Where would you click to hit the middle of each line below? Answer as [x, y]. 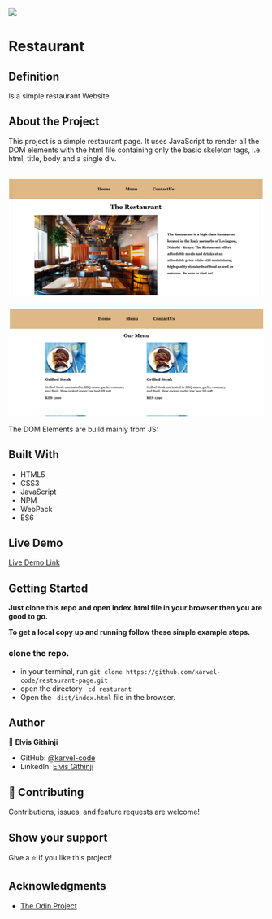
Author [26, 722]
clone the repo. [39, 654]
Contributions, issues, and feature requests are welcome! [104, 812]
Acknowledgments [58, 886]
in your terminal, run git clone [71, 671]
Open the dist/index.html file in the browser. [98, 697]
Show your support [58, 837]
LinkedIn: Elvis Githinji [57, 767]
